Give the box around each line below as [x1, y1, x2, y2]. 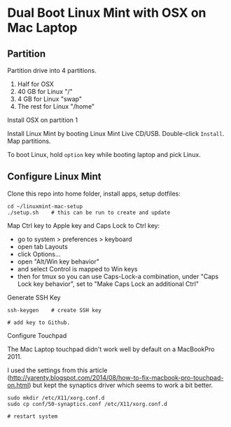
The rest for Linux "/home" [17, 102, 95, 110]
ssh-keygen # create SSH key [7, 306, 101, 313]
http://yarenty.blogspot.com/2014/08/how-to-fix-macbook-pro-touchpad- [9, 373, 224, 381]
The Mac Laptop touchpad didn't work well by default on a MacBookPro [7, 345, 215, 353]
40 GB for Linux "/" [17, 88, 73, 95]
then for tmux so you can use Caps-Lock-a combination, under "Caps [17, 272, 219, 280]
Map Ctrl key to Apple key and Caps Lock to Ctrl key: [7, 221, 160, 229]
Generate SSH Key [7, 293, 61, 301]
